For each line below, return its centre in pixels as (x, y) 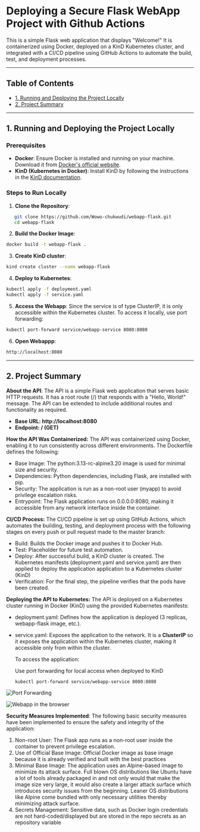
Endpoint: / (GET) (37, 427)
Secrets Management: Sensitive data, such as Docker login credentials (101, 810)
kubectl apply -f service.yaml (45, 295)
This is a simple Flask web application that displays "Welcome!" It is (89, 40)
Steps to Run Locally (36, 193)
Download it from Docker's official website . (68, 164)
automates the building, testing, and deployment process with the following (99, 525)
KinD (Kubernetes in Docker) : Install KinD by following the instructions (101, 171)
